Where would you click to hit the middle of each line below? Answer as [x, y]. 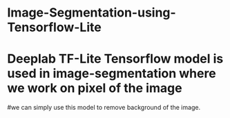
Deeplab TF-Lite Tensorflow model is [115, 59]
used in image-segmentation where [112, 73]
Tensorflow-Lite [54, 27]
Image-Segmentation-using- [92, 13]
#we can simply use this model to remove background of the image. [104, 108]
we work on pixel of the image [95, 88]
